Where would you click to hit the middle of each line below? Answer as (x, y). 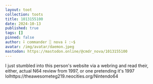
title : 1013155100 (24, 19)
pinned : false (20, 38)
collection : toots (24, 14)
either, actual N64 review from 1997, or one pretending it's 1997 (70, 71)
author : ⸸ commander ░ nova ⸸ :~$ (40, 42)
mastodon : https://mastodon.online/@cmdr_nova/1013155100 (66, 51)
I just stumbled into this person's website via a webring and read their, (77, 66)
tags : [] (14, 33)
